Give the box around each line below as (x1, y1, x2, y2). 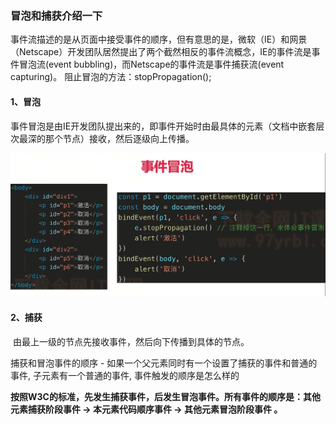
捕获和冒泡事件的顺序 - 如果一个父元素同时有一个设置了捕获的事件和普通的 (10, 357, 318, 369)
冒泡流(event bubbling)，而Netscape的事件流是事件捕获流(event (18, 58, 285, 71)
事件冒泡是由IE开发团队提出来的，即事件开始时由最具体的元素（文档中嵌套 (10, 120, 317, 132)
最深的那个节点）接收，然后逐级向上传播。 (18, 132, 195, 144)
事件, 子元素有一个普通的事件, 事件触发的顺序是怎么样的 (10, 369, 240, 381)
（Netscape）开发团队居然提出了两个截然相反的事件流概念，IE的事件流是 (10, 46, 312, 58)
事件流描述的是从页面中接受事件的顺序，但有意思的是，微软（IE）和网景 (10, 33, 308, 46)
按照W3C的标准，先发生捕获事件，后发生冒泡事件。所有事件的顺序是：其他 (10, 390, 321, 402)
